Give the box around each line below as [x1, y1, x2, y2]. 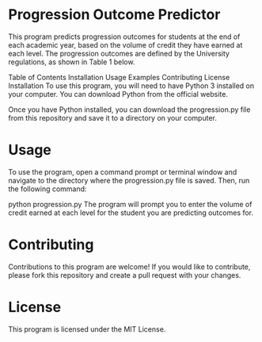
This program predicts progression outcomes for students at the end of [8, 32, 241, 41]
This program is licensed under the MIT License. [8, 324, 166, 334]
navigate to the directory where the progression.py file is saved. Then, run [8, 175, 250, 185]
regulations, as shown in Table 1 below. [8, 57, 135, 67]
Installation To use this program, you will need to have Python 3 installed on [8, 81, 255, 90]
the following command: [8, 184, 87, 194]
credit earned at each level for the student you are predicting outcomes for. [8, 208, 254, 217]
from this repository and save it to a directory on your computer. [8, 113, 218, 122]
